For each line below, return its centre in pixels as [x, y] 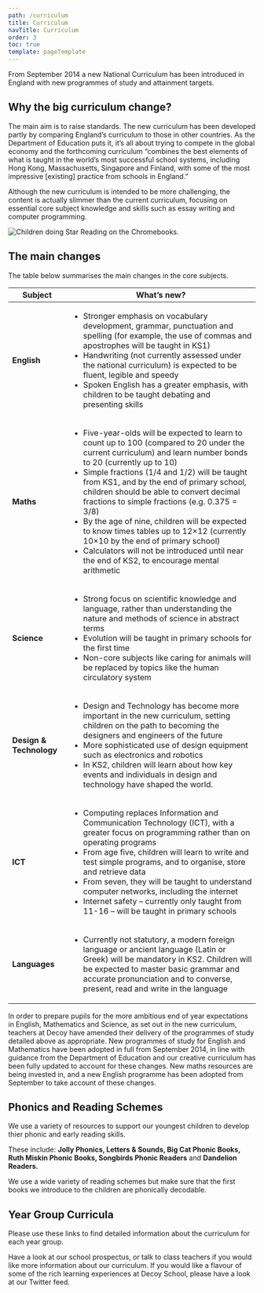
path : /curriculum [38, 15]
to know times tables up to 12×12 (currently [165, 531]
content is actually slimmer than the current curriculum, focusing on [118, 200]
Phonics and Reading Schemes [86, 1107]
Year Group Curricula [61, 1214]
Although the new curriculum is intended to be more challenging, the [119, 191]
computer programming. [48, 216]
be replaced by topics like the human [151, 667]
